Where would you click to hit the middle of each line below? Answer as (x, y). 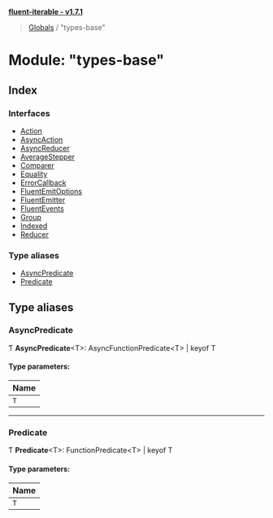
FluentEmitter (43, 200)
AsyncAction (41, 139)
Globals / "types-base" (67, 27)
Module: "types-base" (87, 60)
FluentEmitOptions (51, 191)
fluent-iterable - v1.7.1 (46, 12)
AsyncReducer (45, 148)
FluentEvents (42, 208)
